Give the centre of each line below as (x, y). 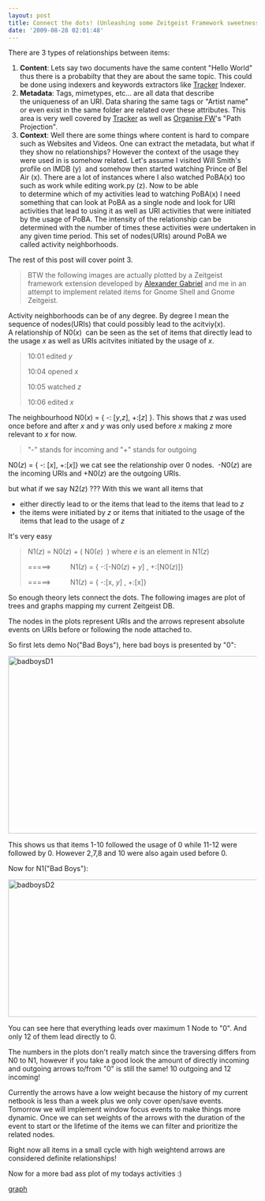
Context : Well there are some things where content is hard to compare (134, 135)
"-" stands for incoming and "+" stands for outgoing (112, 450)
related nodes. (32, 1135)
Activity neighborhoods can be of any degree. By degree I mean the (119, 316)
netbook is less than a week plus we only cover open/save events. (116, 1101)
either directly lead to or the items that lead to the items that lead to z (132, 504)
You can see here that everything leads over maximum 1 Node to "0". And (127, 1029)
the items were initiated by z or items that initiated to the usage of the (132, 513)
